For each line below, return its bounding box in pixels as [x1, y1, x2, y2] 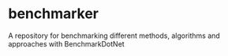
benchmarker [8, 5, 99, 23]
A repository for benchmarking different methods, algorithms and [8, 31, 221, 40]
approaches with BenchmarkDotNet [8, 39, 125, 48]
